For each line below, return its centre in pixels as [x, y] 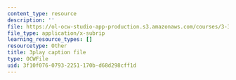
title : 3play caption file [47, 53]
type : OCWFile [28, 59]
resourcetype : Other [38, 46]
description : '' [31, 20]
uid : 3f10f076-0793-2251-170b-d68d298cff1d [72, 65]
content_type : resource [42, 14]
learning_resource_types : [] [50, 40]
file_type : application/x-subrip [56, 33]
